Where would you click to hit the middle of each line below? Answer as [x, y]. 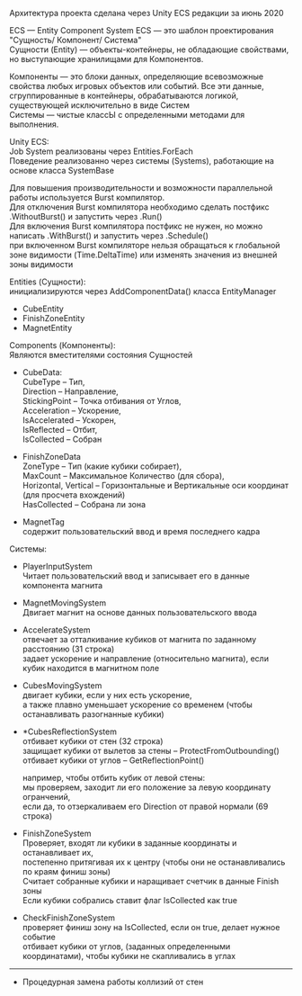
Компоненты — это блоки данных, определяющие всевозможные [136, 76]
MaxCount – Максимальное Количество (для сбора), [123, 476]
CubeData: [42, 372]
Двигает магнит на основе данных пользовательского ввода [140, 612]
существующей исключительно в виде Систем [100, 105]
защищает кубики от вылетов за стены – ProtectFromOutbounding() [151, 751]
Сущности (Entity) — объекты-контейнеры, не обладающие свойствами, [149, 49]
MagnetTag [43, 522]
